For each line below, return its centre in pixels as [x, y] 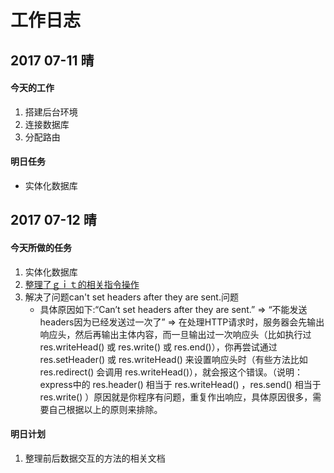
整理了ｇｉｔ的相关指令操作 [82, 284]
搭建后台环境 [51, 112]
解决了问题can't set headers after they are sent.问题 [131, 297]
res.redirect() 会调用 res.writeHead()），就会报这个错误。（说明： [171, 372]
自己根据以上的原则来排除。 [105, 409]
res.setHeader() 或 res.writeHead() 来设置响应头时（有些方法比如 [173, 359]
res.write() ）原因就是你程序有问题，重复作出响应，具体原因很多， [176, 397]
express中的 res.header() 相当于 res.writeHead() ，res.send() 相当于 [180, 384]
